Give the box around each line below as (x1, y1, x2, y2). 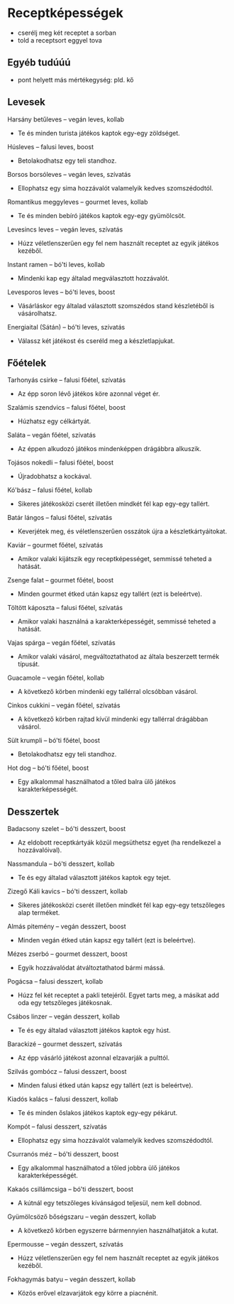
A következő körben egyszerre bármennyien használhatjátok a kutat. (17, 1227, 218, 1235)
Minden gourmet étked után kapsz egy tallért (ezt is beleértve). (17, 589, 203, 598)
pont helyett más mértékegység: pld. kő (17, 75, 134, 84)
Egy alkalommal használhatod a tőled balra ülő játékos (17, 778, 176, 786)
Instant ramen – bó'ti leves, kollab (7, 260, 105, 268)
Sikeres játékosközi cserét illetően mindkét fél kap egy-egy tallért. (17, 499, 211, 509)
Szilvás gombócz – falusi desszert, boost (7, 1067, 127, 1076)
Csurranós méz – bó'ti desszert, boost (7, 1150, 119, 1158)
